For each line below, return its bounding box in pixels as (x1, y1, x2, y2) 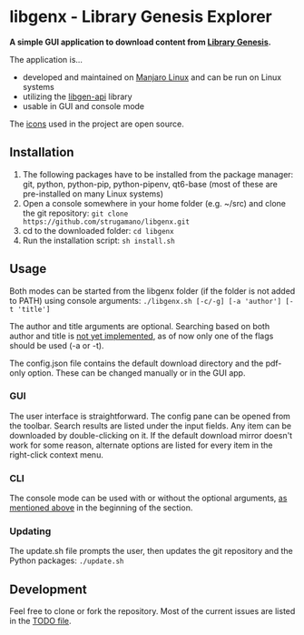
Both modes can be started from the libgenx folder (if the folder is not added (9, 285, 296, 297)
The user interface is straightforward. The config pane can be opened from (9, 410, 290, 421)
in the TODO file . (9, 616, 72, 627)
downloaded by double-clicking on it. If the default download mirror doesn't (9, 429, 293, 440)
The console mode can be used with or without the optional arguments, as (9, 493, 288, 504)
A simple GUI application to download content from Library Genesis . (9, 36, 271, 47)
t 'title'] (9, 305, 51, 314)
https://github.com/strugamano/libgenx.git (22, 217, 191, 227)
